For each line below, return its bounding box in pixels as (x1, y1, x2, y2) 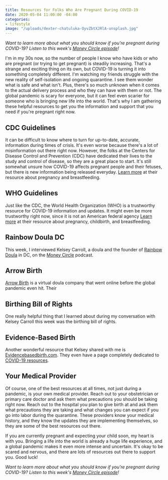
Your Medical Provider (5, 372, 76, 381)
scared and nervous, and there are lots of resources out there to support (5, 449, 156, 455)
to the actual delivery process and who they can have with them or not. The (5, 87, 162, 93)
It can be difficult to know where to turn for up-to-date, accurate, (5, 137, 140, 143)
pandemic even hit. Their (5, 285, 57, 291)
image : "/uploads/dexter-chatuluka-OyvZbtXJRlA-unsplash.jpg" (5, 26, 138, 31)
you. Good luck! (5, 454, 38, 460)
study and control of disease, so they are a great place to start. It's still (5, 158, 152, 164)
